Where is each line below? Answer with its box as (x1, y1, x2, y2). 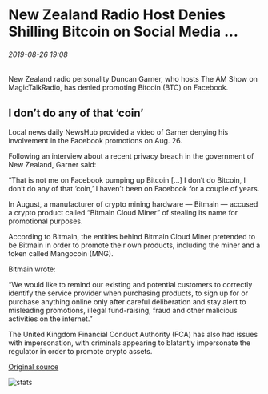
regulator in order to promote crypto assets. (8, 347, 153, 356)
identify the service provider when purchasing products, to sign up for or (8, 288, 249, 298)
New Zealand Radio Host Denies (8, 6, 226, 24)
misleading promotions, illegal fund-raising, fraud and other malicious (8, 306, 238, 316)
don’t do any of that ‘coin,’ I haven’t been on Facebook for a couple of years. (8, 184, 260, 194)
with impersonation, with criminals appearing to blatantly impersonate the (8, 338, 250, 348)
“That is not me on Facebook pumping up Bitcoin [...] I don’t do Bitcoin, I (8, 175, 246, 185)
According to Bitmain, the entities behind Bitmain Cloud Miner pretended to (8, 232, 256, 242)
